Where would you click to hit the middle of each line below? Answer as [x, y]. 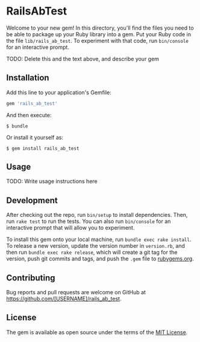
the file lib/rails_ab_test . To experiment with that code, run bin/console [97, 40]
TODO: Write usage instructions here [52, 181]
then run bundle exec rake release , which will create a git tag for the [92, 253]
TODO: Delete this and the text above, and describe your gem [83, 59]
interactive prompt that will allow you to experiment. [70, 228]
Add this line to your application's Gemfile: [59, 92]
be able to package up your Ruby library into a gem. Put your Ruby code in [99, 34]
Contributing [31, 278]
